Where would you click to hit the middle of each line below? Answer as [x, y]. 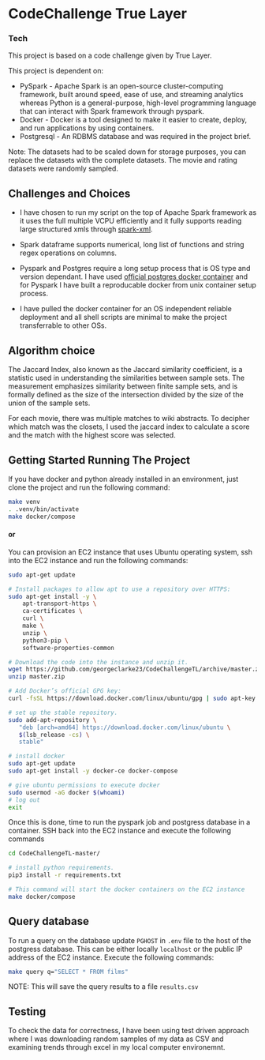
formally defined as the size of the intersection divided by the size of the [126, 395]
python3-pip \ [45, 641]
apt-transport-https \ [60, 604]
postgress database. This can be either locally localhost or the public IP [125, 949]
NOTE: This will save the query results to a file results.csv [103, 987]
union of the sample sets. [49, 403]
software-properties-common [68, 648]
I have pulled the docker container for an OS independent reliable [126, 309]
